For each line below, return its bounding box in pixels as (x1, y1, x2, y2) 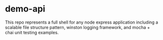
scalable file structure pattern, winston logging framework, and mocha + (5, 24, 150, 30)
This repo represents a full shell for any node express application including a (5, 19, 158, 25)
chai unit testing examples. (5, 29, 59, 35)
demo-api (5, 3, 45, 14)
